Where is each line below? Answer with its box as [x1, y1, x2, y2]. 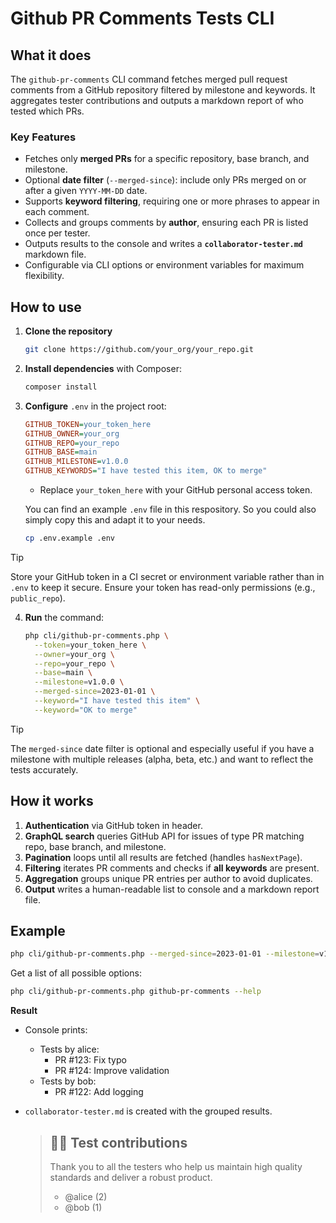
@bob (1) [64, 1202, 103, 1214]
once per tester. [24, 227, 91, 239]
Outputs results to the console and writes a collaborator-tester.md [24, 238, 304, 250]
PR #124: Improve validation [54, 1065, 170, 1077]
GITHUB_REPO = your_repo [24, 438, 120, 448]
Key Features [10, 130, 77, 144]
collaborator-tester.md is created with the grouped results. [24, 1105, 273, 1117]
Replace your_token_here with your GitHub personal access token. [39, 484, 313, 496]
